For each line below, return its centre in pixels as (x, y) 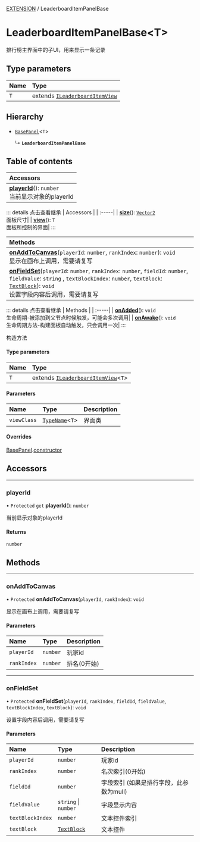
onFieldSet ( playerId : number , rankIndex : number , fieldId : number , (99, 271)
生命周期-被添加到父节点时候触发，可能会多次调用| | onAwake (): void (91, 318)
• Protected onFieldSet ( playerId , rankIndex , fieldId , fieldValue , (86, 701)
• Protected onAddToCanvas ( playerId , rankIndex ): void (75, 599)
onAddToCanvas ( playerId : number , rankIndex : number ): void (92, 252)
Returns (16, 531)
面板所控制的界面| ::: (31, 227)
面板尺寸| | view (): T (31, 220)
